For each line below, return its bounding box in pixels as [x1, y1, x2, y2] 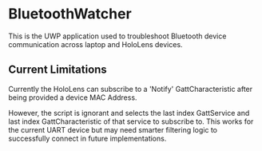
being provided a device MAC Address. [8, 93, 137, 102]
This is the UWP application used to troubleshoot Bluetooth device [8, 31, 227, 41]
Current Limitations [8, 63, 108, 77]
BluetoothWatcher [8, 5, 132, 23]
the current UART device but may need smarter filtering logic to [8, 125, 218, 134]
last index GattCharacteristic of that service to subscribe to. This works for [8, 117, 254, 126]
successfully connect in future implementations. [8, 133, 167, 143]
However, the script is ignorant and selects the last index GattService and [8, 108, 250, 117]
